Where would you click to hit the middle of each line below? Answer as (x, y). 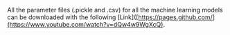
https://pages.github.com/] (177, 17)
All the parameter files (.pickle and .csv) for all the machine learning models (115, 10)
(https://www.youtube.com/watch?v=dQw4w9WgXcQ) (85, 24)
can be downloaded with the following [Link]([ (73, 17)
